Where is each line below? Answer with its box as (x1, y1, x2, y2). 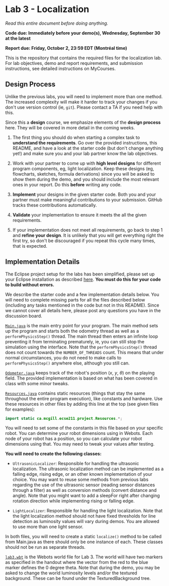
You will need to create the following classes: (5, 451, 102, 457)
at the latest (5, 35, 31, 41)
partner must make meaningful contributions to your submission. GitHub (12, 196, 162, 202)
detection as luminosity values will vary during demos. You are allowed (12, 519, 159, 525)
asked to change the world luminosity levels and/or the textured (5, 570, 137, 576)
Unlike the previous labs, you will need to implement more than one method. (5, 93, 163, 99)
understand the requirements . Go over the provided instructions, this (12, 139, 157, 145)
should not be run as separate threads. (5, 544, 86, 550)
